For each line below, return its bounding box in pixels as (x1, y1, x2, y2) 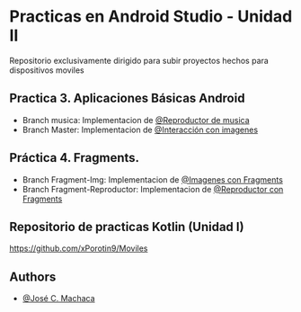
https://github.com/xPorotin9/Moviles (9, 243, 148, 254)
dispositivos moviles (9, 65, 84, 76)
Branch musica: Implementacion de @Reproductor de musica (22, 114, 250, 125)
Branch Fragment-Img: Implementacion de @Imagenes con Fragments (22, 174, 283, 185)
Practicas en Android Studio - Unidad (9, 6, 293, 27)
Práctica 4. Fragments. (9, 150, 140, 165)
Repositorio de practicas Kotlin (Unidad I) (9, 218, 244, 235)
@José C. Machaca (22, 293, 96, 304)
